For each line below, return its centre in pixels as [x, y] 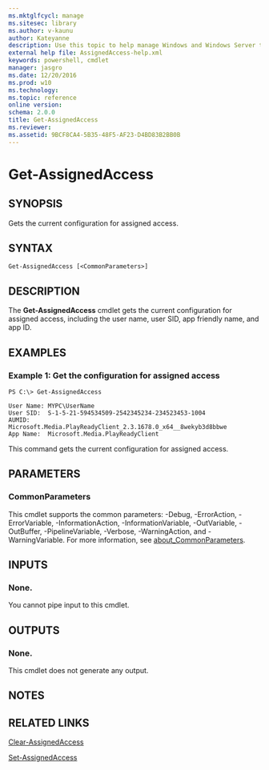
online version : [35, 105]
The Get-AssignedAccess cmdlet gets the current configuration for [120, 311]
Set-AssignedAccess [43, 758]
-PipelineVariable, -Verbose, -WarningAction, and [125, 531]
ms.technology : [34, 90]
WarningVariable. [37, 539]
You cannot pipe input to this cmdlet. [69, 605]
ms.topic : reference [43, 98]
